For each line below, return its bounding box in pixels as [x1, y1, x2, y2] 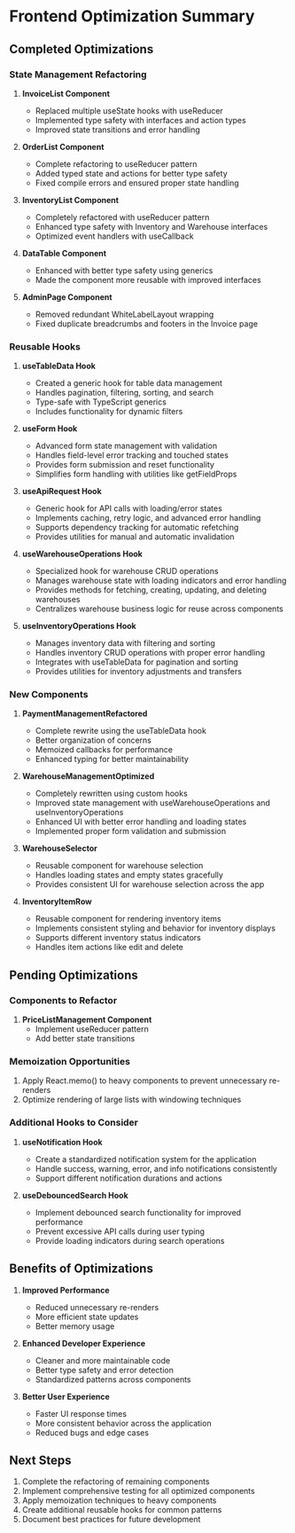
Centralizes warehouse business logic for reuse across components [35, 603, 283, 614]
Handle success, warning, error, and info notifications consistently [35, 1163, 277, 1174]
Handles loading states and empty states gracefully [35, 869, 224, 880]
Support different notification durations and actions [35, 1173, 223, 1183]
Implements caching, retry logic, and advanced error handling [35, 513, 261, 523]
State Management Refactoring [9, 68, 148, 81]
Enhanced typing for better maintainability [35, 754, 189, 765]
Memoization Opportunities [9, 1056, 131, 1068]
